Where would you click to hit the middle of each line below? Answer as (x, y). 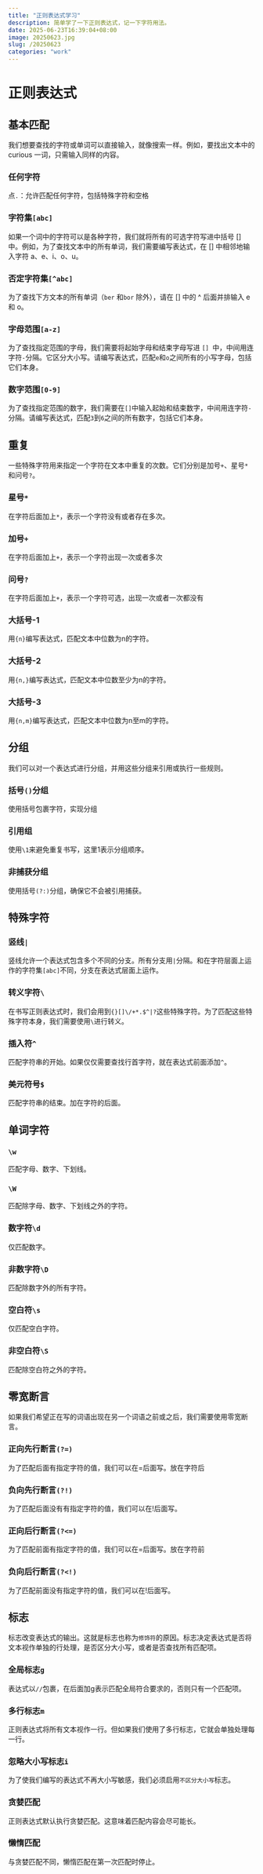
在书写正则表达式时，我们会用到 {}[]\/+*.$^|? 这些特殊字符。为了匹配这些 (127, 1011)
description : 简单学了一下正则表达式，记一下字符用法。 (89, 23)
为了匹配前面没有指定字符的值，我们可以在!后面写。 (92, 1590)
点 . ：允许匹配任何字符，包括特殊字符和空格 (79, 195)
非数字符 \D (29, 1269)
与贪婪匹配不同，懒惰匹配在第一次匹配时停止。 (83, 1861)
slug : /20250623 (34, 45)
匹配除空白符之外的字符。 (49, 1369)
